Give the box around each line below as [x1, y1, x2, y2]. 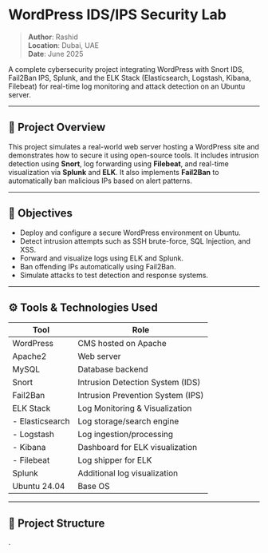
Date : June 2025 [27, 49, 84, 58]
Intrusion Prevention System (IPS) [77, 390, 204, 401]
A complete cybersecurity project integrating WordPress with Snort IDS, [8, 64, 245, 74]
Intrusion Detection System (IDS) [77, 377, 201, 388]
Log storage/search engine [77, 416, 179, 427]
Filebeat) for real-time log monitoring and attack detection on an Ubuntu [8, 82, 246, 91]
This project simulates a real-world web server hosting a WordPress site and [8, 141, 259, 151]
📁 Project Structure [8, 516, 105, 530]
